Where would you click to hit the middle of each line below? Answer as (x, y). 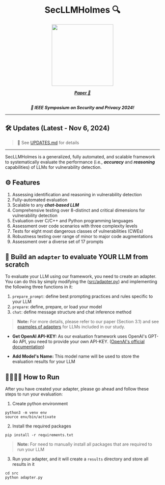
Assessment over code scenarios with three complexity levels (75, 226)
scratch (17, 264)
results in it (23, 464)
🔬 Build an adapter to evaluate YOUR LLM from (77, 257)
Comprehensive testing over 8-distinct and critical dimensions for (79, 210)
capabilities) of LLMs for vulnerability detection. (54, 167)
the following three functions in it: (39, 287)
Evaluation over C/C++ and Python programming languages (73, 220)
